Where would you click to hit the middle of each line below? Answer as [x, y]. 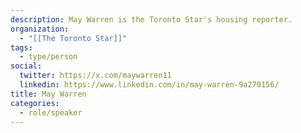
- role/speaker [51, 112]
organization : [40, 29]
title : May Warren [48, 94]
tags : [21, 47]
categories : [35, 103]
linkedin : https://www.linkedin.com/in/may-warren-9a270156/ [149, 85]
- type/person [48, 57]
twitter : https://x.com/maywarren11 [95, 76]
